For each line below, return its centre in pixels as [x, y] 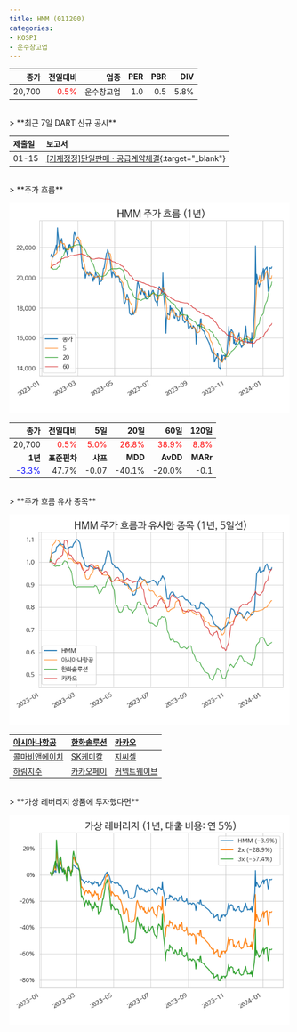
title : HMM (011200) [48, 19]
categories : [31, 28]
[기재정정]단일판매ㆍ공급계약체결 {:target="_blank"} [136, 158]
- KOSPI [24, 37]
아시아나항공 [35, 742]
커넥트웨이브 [136, 771]
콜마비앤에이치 [38, 757]
